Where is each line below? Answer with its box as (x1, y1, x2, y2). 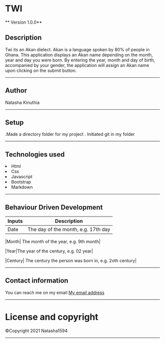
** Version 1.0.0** (5, 19, 43, 25)
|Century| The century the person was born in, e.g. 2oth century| (5, 258, 137, 263)
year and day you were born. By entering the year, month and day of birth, (5, 57, 155, 63)
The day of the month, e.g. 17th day (27, 226, 110, 233)
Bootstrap (11, 179, 31, 185)
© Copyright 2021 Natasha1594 (5, 328, 68, 334)
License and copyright (5, 312, 99, 322)
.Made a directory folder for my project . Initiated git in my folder (5, 131, 135, 137)
